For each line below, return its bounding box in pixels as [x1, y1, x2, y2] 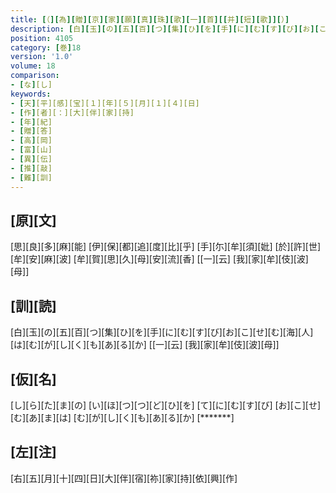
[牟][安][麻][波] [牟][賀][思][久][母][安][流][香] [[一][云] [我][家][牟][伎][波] [10, 253, 309, 265]
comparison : [10, 71, 60, 81]
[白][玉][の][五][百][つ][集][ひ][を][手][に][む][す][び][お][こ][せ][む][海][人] [10, 326, 314, 338]
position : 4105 [10, 33, 74, 43]
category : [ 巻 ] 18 [10, 42, 82, 53]
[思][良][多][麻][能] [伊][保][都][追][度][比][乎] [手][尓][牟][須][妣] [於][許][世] [10, 241, 322, 253]
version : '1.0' [10, 52, 74, 62]
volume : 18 [10, 61, 56, 71]
